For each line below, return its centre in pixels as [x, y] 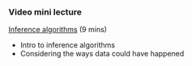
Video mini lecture [45, 12]
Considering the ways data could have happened [102, 54]
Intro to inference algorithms [68, 45]
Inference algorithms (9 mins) [58, 30]
